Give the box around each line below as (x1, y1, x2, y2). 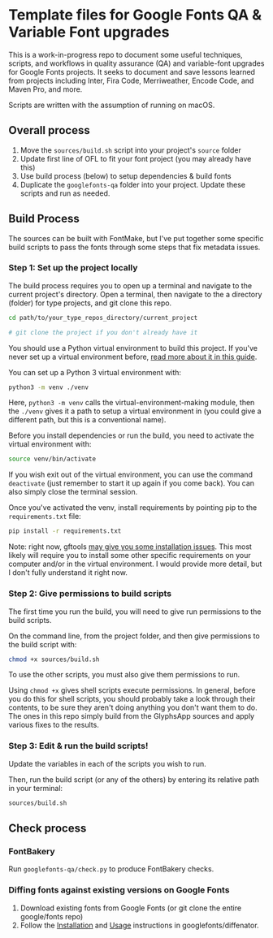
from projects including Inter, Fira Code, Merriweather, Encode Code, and (8, 76, 254, 85)
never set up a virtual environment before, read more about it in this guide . (8, 352, 258, 361)
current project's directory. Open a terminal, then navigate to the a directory (8, 289, 262, 299)
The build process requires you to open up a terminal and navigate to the (8, 280, 253, 290)
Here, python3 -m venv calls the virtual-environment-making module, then (8, 398, 255, 408)
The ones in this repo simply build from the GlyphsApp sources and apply (8, 711, 254, 721)
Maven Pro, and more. (8, 84, 83, 94)
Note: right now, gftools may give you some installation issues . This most (8, 542, 252, 551)
